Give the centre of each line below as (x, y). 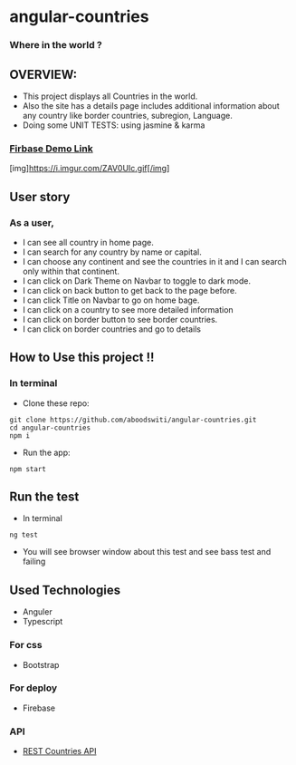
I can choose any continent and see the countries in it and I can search (154, 261)
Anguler (37, 612)
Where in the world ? (56, 45)
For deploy (33, 688)
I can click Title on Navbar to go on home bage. (111, 300)
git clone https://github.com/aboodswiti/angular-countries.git (133, 420)
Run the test (44, 496)
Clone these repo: (56, 403)
